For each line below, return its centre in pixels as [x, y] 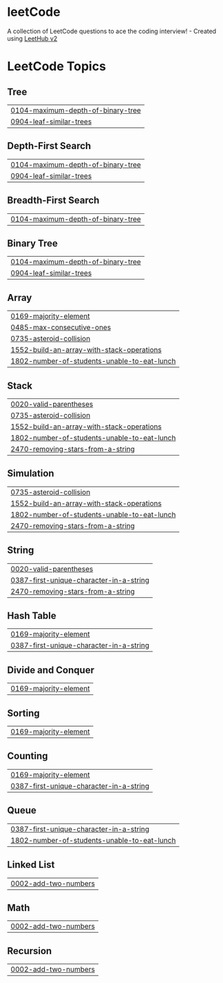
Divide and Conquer [51, 670]
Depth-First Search [49, 146]
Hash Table [32, 616]
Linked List [31, 865]
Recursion [30, 951]
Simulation [31, 474]
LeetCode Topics [57, 67]
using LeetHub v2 [32, 38]
